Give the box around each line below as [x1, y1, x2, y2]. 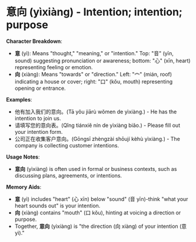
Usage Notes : [6, 153, 40, 160]
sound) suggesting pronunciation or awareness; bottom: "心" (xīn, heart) [14, 57, 191, 64]
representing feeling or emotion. [14, 63, 93, 70]
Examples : [6, 96, 32, 103]
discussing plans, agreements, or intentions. [14, 172, 122, 179]
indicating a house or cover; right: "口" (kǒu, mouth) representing [14, 78, 173, 85]
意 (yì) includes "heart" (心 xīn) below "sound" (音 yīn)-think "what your [14, 195, 188, 203]
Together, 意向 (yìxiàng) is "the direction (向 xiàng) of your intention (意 [14, 223, 187, 230]
